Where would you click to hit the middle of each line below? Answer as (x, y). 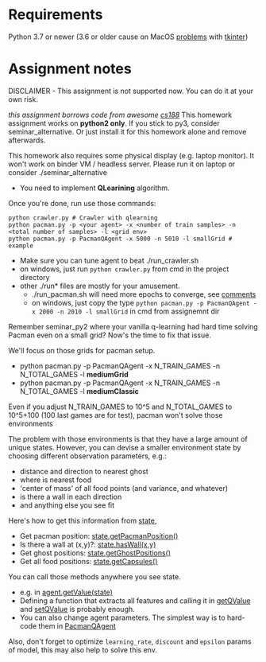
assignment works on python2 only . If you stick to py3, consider (114, 123)
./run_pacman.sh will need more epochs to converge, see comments (144, 294)
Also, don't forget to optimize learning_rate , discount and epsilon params (130, 641)
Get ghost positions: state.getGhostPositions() (95, 553)
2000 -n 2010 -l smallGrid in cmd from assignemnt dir (129, 311)
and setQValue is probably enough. (77, 609)
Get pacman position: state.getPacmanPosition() (99, 535)
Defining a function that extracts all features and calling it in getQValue (135, 600)
